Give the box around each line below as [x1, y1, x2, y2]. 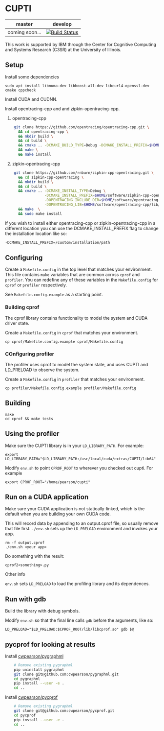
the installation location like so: [5, 231, 67, 236]
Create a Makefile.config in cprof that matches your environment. [5, 330, 139, 335]
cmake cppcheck [5, 88, 36, 93]
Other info [5, 571, 25, 577]
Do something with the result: [5, 553, 64, 559]
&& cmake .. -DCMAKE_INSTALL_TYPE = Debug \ [18, 189, 106, 193]
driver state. [5, 320, 29, 326]
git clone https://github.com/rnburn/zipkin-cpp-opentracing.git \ [14, 170, 154, 175]
